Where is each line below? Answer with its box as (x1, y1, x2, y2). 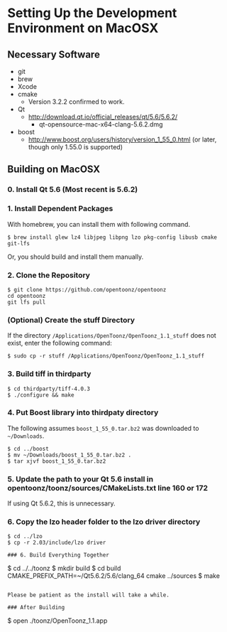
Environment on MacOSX (7, 20, 159, 36)
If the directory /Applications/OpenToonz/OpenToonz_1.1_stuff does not (7, 331, 216, 340)
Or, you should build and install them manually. (7, 252, 144, 261)
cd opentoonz (7, 292, 46, 299)
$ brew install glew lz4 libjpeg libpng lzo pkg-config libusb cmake (7, 233, 218, 241)
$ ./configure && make (7, 391, 74, 399)
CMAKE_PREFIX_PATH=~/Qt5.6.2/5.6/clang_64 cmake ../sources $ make (7, 572, 220, 580)
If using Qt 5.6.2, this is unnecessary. (7, 499, 116, 508)
